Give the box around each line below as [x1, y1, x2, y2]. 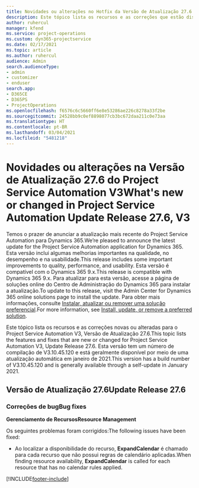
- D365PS [6, 96, 28, 102]
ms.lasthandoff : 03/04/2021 [6, 130, 76, 136]
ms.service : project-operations [6, 31, 86, 37]
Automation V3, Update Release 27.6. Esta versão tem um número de [6, 342, 175, 350]
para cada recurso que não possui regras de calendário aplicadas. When [14, 451, 191, 458]
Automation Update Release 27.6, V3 [6, 211, 191, 224]
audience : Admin [6, 58, 46, 64]
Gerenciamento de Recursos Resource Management [6, 416, 136, 423]
